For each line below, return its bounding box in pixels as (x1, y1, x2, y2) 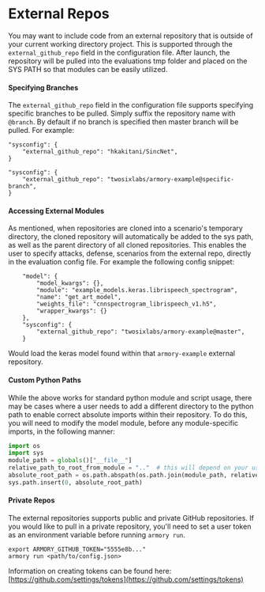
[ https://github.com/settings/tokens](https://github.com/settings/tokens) (8, 575, 244, 584)
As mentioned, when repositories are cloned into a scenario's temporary (8, 223, 243, 233)
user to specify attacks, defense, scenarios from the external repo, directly (8, 249, 252, 258)
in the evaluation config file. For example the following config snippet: (8, 257, 235, 267)
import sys (8, 449, 44, 457)
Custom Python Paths (8, 375, 81, 385)
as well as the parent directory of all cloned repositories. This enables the (8, 241, 247, 250)
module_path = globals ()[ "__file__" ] (8, 457, 132, 465)
